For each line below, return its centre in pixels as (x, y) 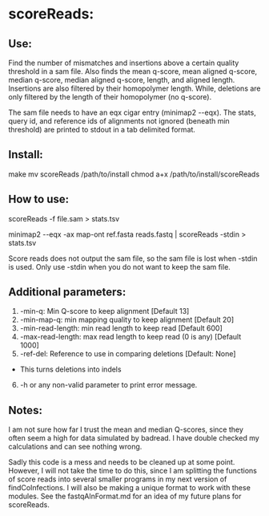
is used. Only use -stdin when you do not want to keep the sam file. (119, 266)
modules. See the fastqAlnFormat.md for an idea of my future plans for (125, 496)
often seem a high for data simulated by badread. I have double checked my (134, 438)
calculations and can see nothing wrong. (75, 447)
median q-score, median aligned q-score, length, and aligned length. (122, 80)
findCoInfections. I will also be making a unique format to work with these (129, 488)
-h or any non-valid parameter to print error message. (108, 385)
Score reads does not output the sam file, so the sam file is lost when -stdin (133, 258)
